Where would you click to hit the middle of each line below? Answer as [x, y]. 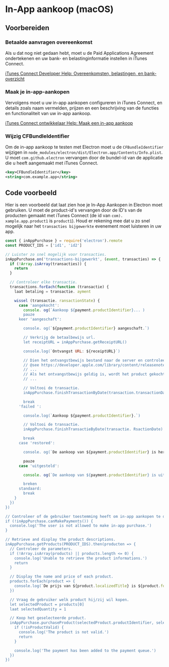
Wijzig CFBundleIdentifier [37, 136]
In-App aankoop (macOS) [60, 9]
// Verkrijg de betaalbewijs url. [59, 338]
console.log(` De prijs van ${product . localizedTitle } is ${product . [88, 586]
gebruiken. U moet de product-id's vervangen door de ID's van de [74, 210]
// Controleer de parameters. [41, 549]
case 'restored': [37, 443]
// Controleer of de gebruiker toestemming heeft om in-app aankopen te [83, 516]
